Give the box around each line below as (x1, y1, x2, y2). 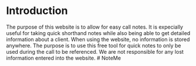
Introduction (6, 4, 68, 18)
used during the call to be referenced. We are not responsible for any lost (6, 48, 184, 55)
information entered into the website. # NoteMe (6, 54, 121, 61)
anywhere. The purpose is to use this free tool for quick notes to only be (6, 42, 181, 49)
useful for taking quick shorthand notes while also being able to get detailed (6, 29, 191, 36)
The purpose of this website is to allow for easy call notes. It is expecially (6, 23, 184, 30)
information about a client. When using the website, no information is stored (6, 36, 190, 43)
